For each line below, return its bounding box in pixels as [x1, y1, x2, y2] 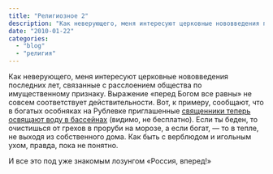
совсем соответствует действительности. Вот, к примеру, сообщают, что [8, 98, 264, 107]
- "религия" [15, 49, 57, 57]
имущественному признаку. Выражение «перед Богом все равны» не [8, 89, 252, 98]
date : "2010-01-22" [8, 27, 75, 35]
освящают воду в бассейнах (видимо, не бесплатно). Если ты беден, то [8, 115, 258, 124]
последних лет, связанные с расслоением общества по [8, 80, 202, 90]
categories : [8, 34, 49, 43]
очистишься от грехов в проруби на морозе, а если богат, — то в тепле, [8, 123, 259, 133]
